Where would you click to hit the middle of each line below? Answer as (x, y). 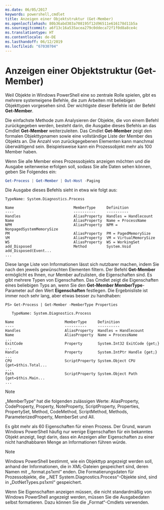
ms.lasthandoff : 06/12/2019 (34, 42)
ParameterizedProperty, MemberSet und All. (50, 417)
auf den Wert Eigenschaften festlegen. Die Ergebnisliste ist (87, 291)
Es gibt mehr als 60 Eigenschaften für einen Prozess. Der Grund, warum (78, 427)
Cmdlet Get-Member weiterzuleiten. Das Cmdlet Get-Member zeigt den (78, 131)
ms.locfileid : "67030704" (32, 46)
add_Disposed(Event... (28, 251)
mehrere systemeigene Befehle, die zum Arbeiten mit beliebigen (70, 100)
